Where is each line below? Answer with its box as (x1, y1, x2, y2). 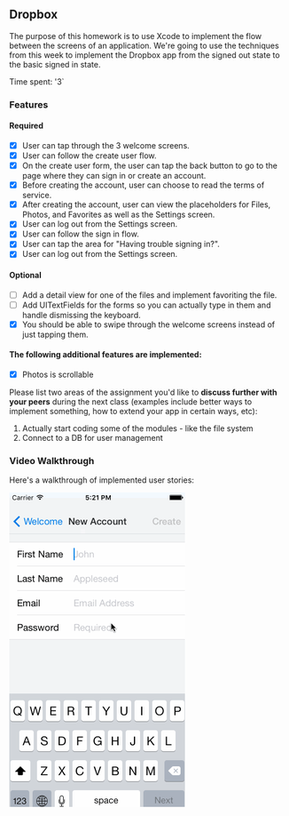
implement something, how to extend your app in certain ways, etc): (9, 406, 258, 417)
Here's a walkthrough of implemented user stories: (9, 475, 195, 485)
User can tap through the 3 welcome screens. (21, 140, 191, 150)
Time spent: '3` (9, 76, 65, 87)
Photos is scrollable (21, 369, 94, 380)
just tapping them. (21, 329, 89, 340)
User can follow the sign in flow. (21, 228, 139, 239)
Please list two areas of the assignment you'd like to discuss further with (9, 387, 277, 398)
